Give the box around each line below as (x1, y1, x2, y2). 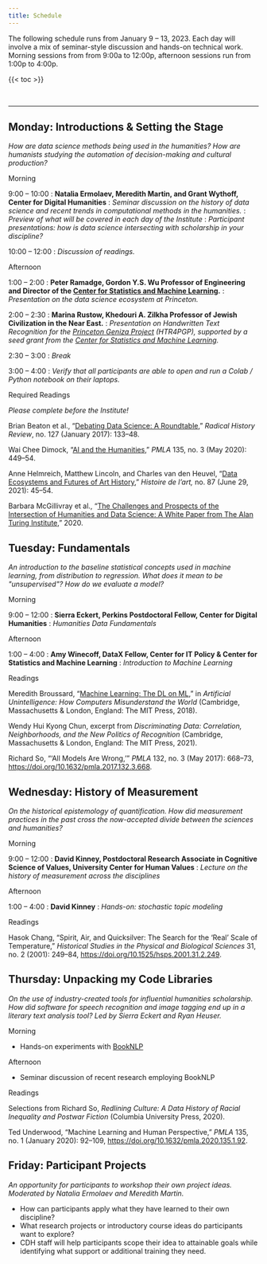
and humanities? (8, 824, 64, 833)
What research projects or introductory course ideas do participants (19, 1220, 243, 1231)
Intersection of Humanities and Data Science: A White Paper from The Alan (8, 510, 254, 519)
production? (8, 158, 48, 168)
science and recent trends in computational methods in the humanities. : (8, 206, 246, 216)
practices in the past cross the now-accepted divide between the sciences (8, 815, 254, 824)
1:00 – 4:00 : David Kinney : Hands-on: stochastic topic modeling (8, 902, 223, 912)
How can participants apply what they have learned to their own (19, 1203, 230, 1213)
